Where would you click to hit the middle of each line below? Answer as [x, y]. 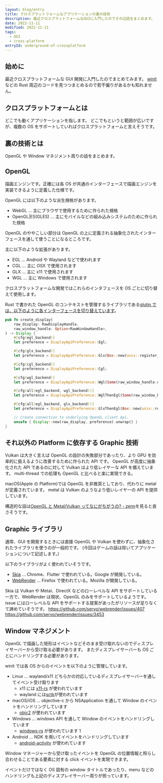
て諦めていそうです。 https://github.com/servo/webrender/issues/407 [75, 609]
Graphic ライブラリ [34, 529]
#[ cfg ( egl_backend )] [34, 338]
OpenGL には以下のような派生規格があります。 [52, 200]
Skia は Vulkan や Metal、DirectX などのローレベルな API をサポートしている [81, 591]
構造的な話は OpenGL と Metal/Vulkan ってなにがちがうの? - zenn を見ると [79, 506]
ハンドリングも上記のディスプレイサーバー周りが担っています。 [68, 775]
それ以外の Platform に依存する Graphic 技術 [72, 443]
